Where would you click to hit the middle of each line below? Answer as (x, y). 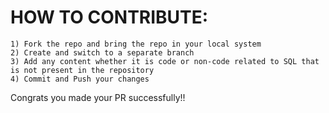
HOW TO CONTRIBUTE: (109, 17)
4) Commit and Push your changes (80, 79)
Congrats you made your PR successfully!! (98, 97)
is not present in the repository (82, 70)
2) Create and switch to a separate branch (102, 52)
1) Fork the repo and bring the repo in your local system (136, 44)
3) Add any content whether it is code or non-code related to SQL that (165, 61)
